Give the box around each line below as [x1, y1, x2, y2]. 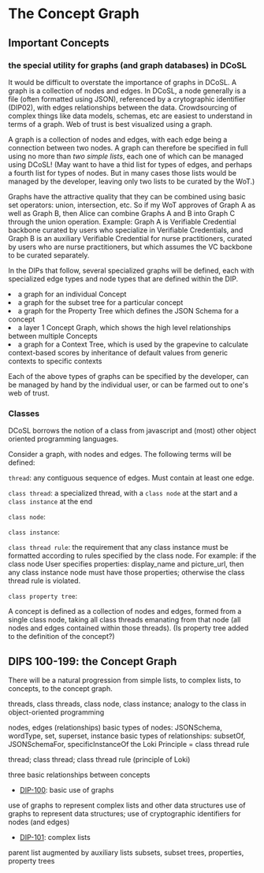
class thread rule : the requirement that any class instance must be [8, 543, 229, 552]
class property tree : [8, 592, 78, 601]
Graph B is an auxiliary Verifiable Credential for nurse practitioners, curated [8, 233, 252, 243]
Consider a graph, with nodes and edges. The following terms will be [8, 450, 232, 459]
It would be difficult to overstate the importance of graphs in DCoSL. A [8, 77, 237, 87]
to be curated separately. [8, 250, 90, 260]
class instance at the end [8, 497, 93, 507]
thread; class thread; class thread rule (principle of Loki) [8, 754, 191, 764]
